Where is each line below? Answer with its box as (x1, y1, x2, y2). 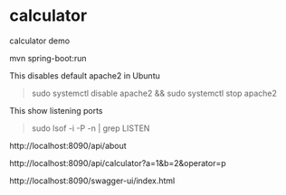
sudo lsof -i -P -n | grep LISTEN (31, 123, 150, 134)
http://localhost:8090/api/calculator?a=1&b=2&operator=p (9, 157, 226, 168)
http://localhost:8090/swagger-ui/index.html (9, 175, 176, 186)
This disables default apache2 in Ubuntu (9, 70, 160, 81)
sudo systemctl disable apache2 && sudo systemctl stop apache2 (31, 88, 278, 98)
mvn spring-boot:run (9, 52, 87, 63)
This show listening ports (9, 105, 103, 116)
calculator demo (9, 35, 71, 46)
